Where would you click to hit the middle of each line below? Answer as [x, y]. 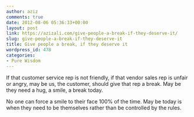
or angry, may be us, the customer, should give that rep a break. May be [94, 83]
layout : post [22, 28]
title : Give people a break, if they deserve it [67, 45]
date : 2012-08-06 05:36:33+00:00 [47, 22]
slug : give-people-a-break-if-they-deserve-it [64, 39]
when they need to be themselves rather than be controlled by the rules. [94, 108]
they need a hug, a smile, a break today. [55, 90]
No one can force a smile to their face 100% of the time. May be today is [94, 101]
